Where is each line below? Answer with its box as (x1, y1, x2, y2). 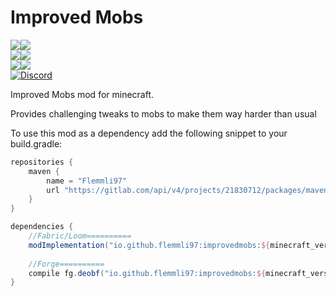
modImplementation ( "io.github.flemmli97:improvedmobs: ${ (28, 240, 271, 250)
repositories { (10, 157, 74, 167)
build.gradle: (10, 137, 63, 150)
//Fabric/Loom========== (28, 231, 132, 241)
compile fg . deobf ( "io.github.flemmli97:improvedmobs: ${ (28, 268, 267, 278)
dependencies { (10, 222, 74, 232)
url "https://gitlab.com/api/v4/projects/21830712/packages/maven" (46, 185, 333, 195)
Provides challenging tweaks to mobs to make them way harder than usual (10, 107, 317, 120)
